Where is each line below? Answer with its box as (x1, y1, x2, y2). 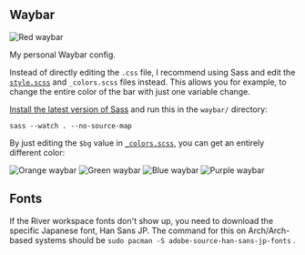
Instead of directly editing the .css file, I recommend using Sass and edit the (9, 66, 296, 77)
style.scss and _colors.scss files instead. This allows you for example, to (9, 76, 287, 87)
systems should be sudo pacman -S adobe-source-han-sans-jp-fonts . (35, 234, 296, 245)
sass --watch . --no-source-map (9, 121, 132, 130)
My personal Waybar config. (9, 49, 117, 60)
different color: (9, 147, 66, 158)
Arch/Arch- (248, 225, 290, 236)
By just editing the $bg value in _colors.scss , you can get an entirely (9, 137, 265, 148)
